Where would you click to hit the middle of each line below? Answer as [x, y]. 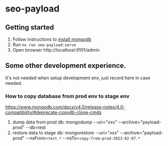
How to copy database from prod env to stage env [67, 96]
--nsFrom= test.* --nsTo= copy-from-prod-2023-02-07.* [83, 138]
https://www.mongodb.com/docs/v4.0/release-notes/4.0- [65, 107]
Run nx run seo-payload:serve [44, 45]
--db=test [36, 127]
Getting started [30, 27]
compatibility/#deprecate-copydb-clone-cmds [54, 112]
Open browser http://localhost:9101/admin [56, 50]
